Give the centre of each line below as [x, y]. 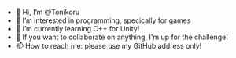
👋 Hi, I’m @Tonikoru [48, 12]
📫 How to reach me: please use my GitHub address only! [109, 46]
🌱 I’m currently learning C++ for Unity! [77, 29]
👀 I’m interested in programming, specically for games [103, 20]
